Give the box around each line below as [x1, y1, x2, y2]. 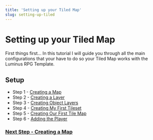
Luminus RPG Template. [5, 61, 55, 67]
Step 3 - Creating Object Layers [12, 100, 79, 106]
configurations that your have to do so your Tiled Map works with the [5, 56, 148, 62]
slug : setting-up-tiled [5, 12, 55, 17]
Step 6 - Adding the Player [12, 116, 68, 122]
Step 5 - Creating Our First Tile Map [12, 110, 87, 116]
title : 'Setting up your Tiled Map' [5, 7, 82, 13]
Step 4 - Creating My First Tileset [12, 105, 82, 111]
